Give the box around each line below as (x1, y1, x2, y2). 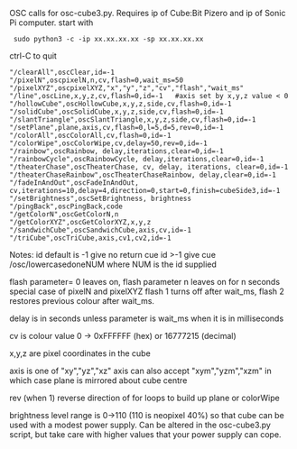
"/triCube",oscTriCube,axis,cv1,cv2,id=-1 (9, 234, 172, 243)
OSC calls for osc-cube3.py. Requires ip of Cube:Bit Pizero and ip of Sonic (9, 8, 286, 18)
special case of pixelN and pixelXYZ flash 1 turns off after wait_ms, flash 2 (9, 286, 284, 297)
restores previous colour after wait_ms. (9, 296, 155, 306)
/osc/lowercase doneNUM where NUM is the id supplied (9, 259, 217, 270)
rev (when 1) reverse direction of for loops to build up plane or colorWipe (9, 392, 280, 403)
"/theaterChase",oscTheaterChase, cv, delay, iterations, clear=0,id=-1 (9, 162, 289, 171)
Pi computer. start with (9, 17, 94, 28)
